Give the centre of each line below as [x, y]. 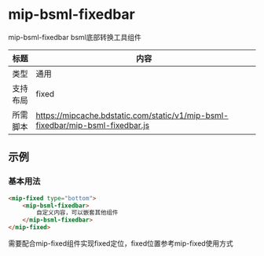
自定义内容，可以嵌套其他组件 [77, 213]
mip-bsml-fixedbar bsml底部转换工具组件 [75, 37]
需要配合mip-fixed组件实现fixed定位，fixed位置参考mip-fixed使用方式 [121, 243]
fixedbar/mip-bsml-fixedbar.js [93, 125]
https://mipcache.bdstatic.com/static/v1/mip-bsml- [132, 115]
